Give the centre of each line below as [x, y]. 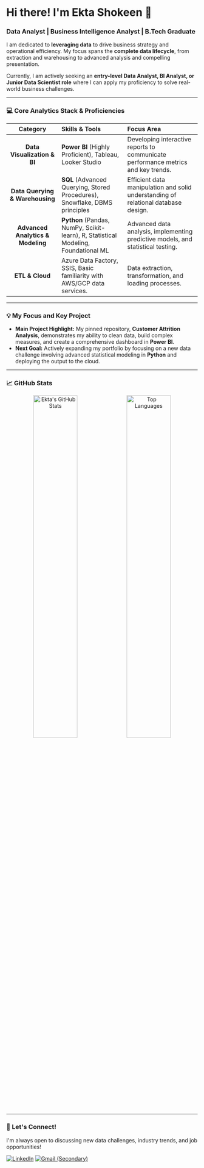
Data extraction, [150, 268]
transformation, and [155, 276]
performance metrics [157, 162]
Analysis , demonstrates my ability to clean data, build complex [94, 335]
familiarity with [83, 276]
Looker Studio [81, 162]
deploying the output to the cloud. [57, 361]
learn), [71, 235]
